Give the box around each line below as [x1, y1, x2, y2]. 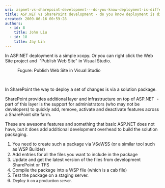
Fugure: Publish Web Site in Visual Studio [17, 67, 101, 73]
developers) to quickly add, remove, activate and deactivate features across [5, 106, 159, 112]
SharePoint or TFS [12, 161, 50, 167]
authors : [5, 21, 23, 26]
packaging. [5, 131, 28, 137]
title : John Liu [14, 30, 48, 35]
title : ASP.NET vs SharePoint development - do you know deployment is [5, 12, 155, 17]
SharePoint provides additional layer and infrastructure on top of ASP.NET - [5, 96, 159, 102]
